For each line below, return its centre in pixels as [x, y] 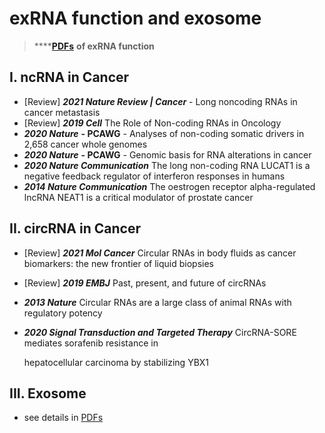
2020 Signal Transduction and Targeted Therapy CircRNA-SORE [160, 332]
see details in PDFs [63, 418]
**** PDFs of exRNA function [94, 46]
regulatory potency [63, 313]
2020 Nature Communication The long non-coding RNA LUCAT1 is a [167, 165]
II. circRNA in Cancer [75, 228]
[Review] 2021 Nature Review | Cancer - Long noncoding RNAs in [160, 101]
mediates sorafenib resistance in [91, 343]
